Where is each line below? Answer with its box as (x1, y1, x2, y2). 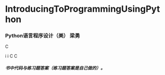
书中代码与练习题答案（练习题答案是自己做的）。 (5, 65, 105, 71)
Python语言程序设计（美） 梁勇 (5, 32, 80, 39)
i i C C (5, 53, 18, 59)
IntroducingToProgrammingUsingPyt (5, 3, 160, 15)
